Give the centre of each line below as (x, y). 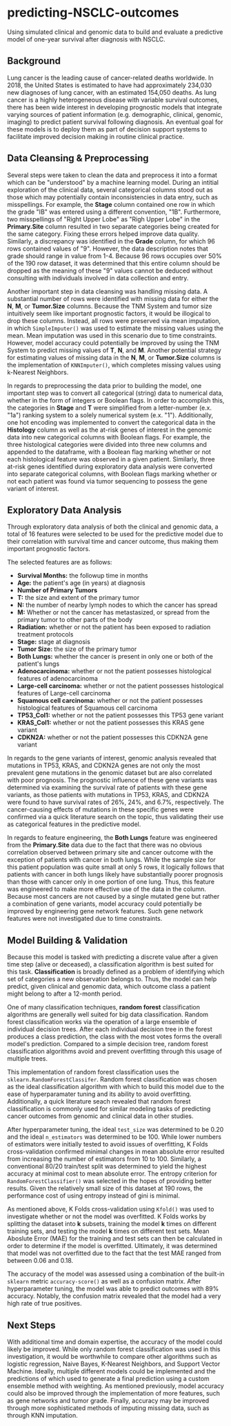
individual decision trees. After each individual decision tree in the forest (110, 1030)
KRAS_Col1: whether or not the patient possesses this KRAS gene (111, 723)
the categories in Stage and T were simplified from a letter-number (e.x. (110, 408)
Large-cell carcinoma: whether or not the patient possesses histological (120, 686)
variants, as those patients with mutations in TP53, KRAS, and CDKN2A (108, 795)
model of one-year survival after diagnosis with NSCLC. (86, 39)
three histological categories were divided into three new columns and (107, 444)
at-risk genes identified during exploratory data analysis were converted (110, 466)
